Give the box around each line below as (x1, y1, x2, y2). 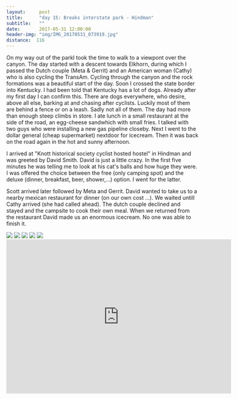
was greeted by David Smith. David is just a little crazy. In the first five (6, 157, 182, 163)
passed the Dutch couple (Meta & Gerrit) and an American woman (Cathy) (6, 67, 193, 74)
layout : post (6, 9, 51, 15)
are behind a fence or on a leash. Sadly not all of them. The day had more (6, 106, 191, 113)
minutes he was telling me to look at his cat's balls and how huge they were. (6, 163, 197, 170)
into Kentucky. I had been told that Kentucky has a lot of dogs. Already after (6, 87, 196, 93)
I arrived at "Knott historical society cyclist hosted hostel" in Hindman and (6, 150, 192, 157)
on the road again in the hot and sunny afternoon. (6, 138, 131, 145)
